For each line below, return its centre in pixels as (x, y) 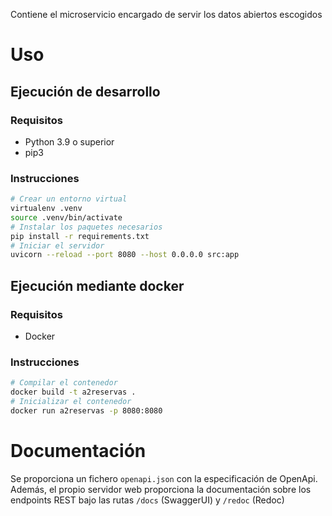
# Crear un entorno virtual (69, 199)
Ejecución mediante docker (97, 285)
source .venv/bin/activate (66, 217)
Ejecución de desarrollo (85, 91)
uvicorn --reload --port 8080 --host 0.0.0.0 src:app (125, 255)
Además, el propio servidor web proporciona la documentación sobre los (161, 489)
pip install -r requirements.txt (80, 236)
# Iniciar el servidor (57, 245)
